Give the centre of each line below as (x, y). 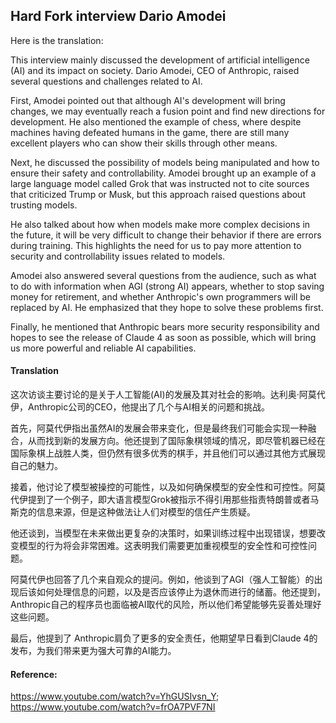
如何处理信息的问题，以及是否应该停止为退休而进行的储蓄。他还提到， (181, 592)
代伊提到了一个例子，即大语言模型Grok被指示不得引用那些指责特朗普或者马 (165, 500)
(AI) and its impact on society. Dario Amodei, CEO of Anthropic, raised (155, 70)
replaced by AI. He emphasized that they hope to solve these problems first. (167, 307)
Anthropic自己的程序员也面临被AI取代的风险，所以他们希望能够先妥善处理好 (166, 605)
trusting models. (44, 205)
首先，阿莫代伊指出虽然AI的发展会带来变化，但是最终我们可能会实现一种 (159, 428)
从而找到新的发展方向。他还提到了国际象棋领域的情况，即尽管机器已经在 (176, 441)
